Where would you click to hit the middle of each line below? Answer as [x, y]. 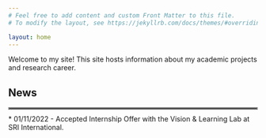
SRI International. [36, 128]
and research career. [42, 68]
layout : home [30, 37]
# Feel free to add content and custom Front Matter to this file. [122, 15]
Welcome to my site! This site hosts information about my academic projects [133, 59]
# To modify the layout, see [56, 23]
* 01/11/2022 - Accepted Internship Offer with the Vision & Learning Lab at [129, 119]
